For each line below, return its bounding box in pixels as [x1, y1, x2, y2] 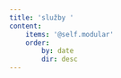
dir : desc [41, 55, 78, 64]
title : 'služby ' [9, 13, 74, 22]
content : [9, 22, 42, 30]
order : [25, 38, 50, 48]
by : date [41, 47, 74, 56]
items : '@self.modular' [25, 30, 115, 39]
